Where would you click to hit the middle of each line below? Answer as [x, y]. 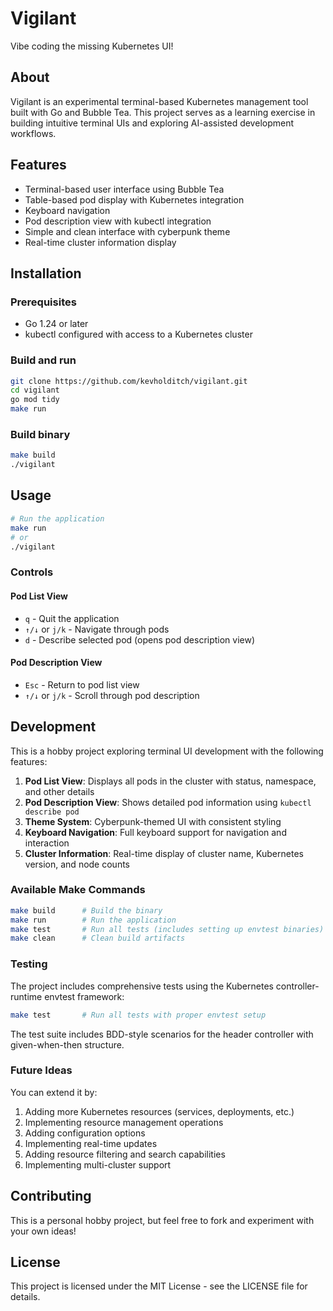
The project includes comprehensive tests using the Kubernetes [142, 986]
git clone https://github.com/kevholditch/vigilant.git [129, 381]
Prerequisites [43, 302]
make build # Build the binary [86, 910]
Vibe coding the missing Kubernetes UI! [92, 46]
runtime [26, 996]
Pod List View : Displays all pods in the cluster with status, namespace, [170, 781]
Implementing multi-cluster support [98, 1164]
